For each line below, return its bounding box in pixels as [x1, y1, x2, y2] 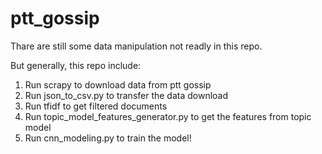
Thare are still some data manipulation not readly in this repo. [10, 40, 263, 52]
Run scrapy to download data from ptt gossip [24, 78, 212, 91]
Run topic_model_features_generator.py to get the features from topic [24, 110, 312, 122]
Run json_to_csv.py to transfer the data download [24, 89, 229, 101]
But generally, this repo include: [10, 59, 142, 71]
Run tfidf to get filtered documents [24, 100, 168, 112]
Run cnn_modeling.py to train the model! [24, 132, 192, 144]
